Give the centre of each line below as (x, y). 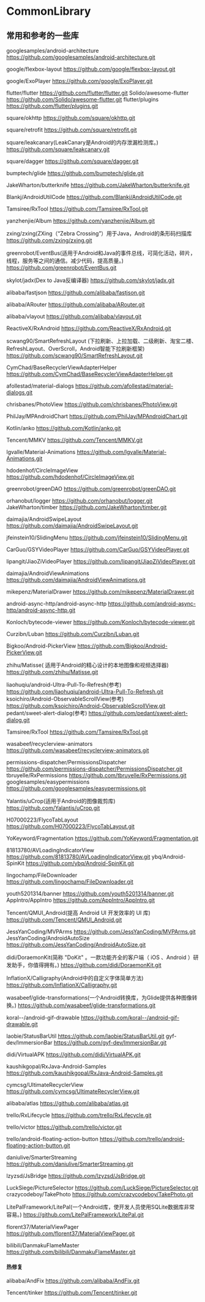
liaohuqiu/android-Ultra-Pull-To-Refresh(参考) (64, 684)
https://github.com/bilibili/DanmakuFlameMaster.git (71, 1252)
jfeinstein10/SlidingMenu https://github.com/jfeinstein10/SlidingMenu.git (97, 538)
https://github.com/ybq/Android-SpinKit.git (80, 863)
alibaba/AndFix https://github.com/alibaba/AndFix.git (73, 1281)
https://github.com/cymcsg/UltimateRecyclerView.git (73, 1091)
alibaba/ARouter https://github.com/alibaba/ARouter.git (76, 304)
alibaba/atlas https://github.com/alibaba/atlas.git (68, 1103)
